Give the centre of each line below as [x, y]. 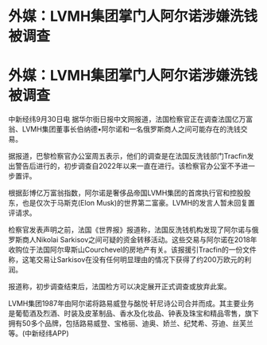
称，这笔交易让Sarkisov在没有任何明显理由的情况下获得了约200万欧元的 [126, 260]
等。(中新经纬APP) [39, 333]
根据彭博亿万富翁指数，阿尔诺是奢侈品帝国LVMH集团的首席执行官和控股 [126, 193]
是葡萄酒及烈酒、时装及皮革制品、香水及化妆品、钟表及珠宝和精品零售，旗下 [133, 314]
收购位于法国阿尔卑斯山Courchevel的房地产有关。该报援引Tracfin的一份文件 [132, 250]
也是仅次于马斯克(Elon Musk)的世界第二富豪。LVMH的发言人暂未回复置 [139, 203]
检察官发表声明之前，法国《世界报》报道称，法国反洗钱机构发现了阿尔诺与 [130, 230]
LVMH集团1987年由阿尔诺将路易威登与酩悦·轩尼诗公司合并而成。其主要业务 [131, 304]
